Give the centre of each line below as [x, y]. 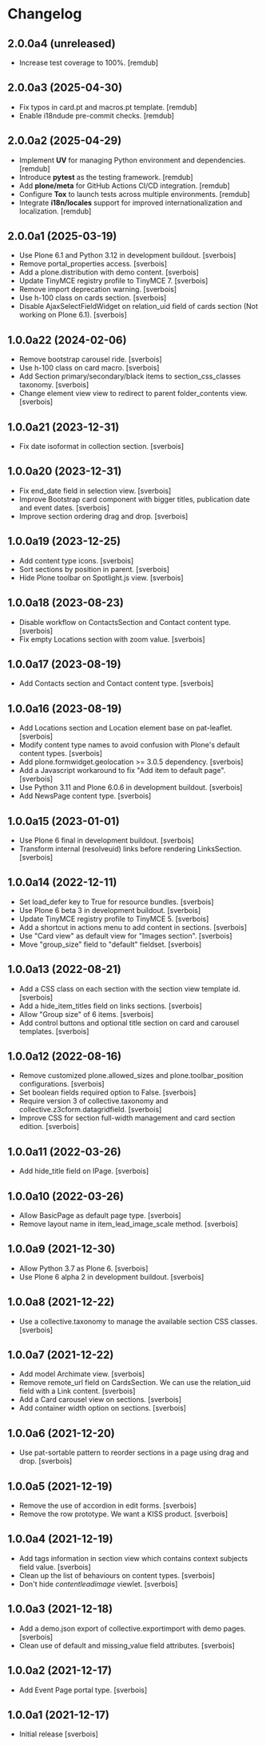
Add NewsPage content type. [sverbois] [85, 796]
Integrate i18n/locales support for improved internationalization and [131, 202]
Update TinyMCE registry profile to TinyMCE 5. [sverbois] [114, 919]
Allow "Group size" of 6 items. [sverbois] [86, 1014]
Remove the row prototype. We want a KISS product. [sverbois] [123, 1514]
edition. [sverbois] [49, 1127]
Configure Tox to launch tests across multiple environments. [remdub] [135, 194]
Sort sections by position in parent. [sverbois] [94, 569]
